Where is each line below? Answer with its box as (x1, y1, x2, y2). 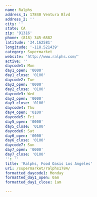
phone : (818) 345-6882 (5, 36, 52, 41)
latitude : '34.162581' (5, 40, 52, 45)
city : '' (5, 21, 23, 27)
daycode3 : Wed (5, 91, 35, 96)
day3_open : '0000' (5, 96, 43, 101)
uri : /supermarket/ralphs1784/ (5, 166, 70, 171)
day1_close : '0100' (5, 73, 46, 78)
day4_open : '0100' (5, 110, 43, 115)
